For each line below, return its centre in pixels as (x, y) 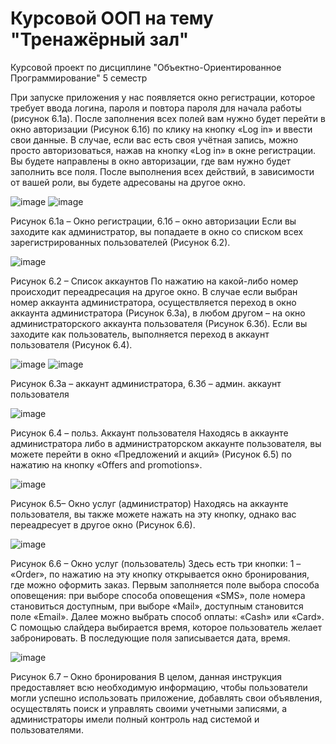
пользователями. (47, 729)
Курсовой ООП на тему (112, 18)
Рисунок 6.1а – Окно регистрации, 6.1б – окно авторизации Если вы (153, 221)
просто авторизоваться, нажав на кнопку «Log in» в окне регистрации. (163, 150)
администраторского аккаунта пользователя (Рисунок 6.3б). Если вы (159, 323)
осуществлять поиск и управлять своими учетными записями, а (149, 708)
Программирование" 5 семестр (79, 78)
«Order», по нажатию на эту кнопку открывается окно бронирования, (160, 574)
